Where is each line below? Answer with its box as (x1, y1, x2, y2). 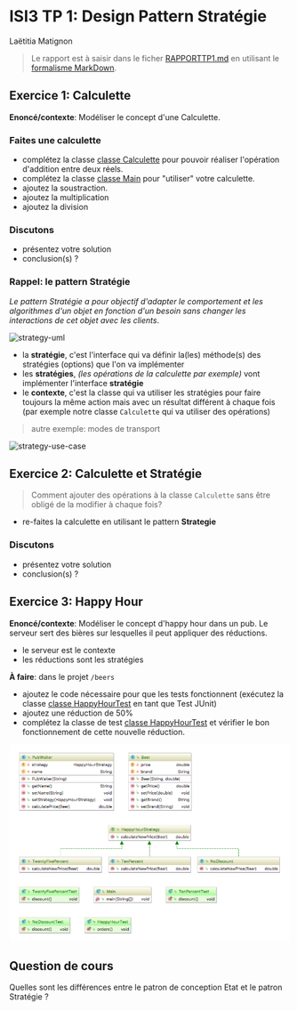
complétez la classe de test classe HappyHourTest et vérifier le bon (21, 716, 269, 727)
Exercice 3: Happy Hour (9, 594, 144, 610)
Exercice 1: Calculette (9, 88, 132, 103)
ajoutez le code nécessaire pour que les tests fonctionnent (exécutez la (21, 688, 285, 700)
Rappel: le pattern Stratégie (9, 276, 131, 288)
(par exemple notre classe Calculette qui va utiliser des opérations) (21, 406, 271, 417)
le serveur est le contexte (21, 644, 116, 655)
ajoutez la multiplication (21, 192, 109, 203)
